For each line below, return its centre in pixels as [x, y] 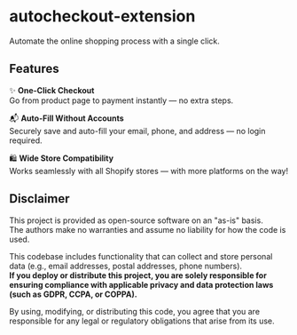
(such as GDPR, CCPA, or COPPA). [73, 294]
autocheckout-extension [102, 16]
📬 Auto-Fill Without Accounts [66, 118]
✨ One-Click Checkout [52, 90]
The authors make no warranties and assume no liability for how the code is [148, 229]
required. [26, 140]
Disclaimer [39, 199]
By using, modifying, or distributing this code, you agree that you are [134, 311]
